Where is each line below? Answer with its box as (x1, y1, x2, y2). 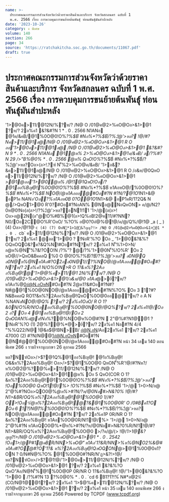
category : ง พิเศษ (5, 26, 40, 31)
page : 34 (5, 41, 24, 46)
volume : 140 (5, 31, 30, 36)
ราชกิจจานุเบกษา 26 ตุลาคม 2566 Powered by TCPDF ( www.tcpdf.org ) (5, 491, 141, 497)
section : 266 (5, 36, 33, 41)
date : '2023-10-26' (5, 21, 46, 27)
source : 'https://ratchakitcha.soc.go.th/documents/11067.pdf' (5, 45, 141, 50)
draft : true (5, 50, 30, 55)
